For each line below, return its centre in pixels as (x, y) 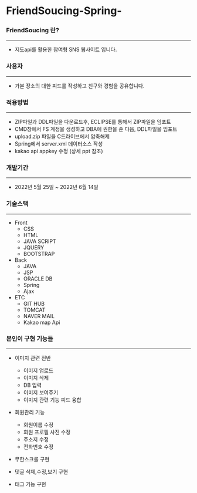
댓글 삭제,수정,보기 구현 (41, 471)
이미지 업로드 (38, 370)
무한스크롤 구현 (32, 459)
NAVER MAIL (39, 316)
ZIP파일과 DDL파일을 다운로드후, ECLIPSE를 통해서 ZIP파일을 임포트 (93, 122)
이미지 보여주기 (41, 392)
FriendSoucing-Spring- (64, 11)
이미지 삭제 (36, 377)
